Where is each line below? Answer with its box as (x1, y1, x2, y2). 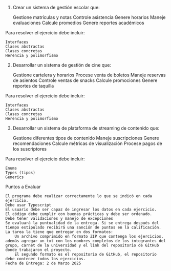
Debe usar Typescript (5, 202, 52, 207)
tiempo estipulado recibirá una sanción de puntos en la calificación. (5, 225, 161, 230)
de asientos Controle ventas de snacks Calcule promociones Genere (12, 77, 158, 84)
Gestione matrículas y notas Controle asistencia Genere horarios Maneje (12, 14, 166, 20)
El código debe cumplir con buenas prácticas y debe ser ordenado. (5, 212, 153, 217)
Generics (5, 175, 24, 180)
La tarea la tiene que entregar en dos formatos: (5, 230, 114, 235)
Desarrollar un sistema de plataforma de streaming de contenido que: (12, 125, 160, 131)
